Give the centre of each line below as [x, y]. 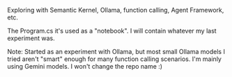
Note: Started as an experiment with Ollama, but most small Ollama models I [116, 52]
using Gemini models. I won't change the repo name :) [85, 66]
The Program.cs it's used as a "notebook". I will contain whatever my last [112, 31]
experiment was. [31, 38]
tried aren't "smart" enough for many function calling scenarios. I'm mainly [114, 59]
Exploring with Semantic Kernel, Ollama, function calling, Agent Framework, [116, 10]
